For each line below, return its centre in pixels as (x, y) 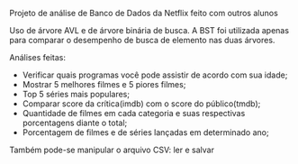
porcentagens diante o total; (75, 123)
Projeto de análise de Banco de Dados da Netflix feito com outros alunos (144, 13)
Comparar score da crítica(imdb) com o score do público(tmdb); (141, 104)
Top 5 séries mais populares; (76, 94)
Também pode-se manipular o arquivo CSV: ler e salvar (112, 150)
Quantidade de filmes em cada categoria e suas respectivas (134, 113)
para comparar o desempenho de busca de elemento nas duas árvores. (142, 40)
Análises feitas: (37, 57)
